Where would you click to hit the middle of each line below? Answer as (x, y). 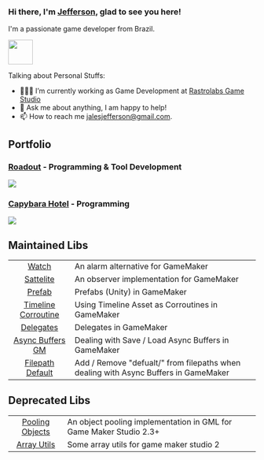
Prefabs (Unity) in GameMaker (130, 292)
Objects (36, 432)
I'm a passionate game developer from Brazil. (82, 29)
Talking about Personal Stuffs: (57, 76)
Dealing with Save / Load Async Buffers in (152, 340)
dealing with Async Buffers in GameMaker (152, 373)
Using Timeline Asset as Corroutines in (146, 305)
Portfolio (30, 144)
